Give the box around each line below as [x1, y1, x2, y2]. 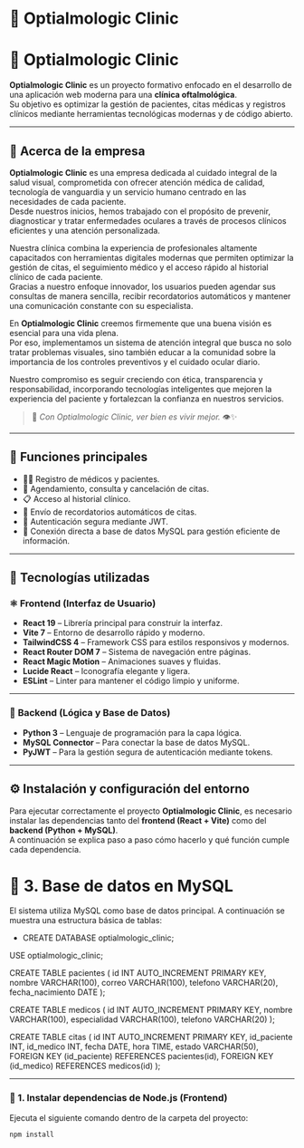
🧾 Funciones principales [9, 449, 148, 465]
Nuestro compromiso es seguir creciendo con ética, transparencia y [9, 373, 263, 384]
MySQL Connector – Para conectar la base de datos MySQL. [22, 737, 251, 748]
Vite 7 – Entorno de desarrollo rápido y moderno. [22, 627, 205, 638]
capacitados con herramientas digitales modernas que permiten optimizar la [9, 252, 294, 263]
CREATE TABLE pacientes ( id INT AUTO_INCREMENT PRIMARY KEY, [9, 968, 267, 979]
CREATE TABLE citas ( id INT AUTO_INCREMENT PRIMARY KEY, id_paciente [9, 1032, 293, 1043]
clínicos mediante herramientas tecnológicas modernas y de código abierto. [9, 109, 294, 120]
